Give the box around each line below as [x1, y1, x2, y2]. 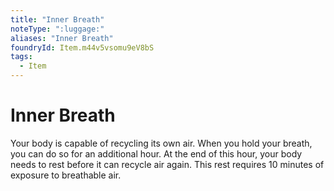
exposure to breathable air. [10, 169, 122, 181]
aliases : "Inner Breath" [10, 33, 114, 43]
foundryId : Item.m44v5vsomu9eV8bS [10, 42, 155, 53]
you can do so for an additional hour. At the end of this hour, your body [10, 147, 303, 160]
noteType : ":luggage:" [10, 24, 105, 34]
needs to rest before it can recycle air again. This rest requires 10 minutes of [10, 158, 325, 170]
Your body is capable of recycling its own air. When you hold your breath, [10, 137, 313, 149]
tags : [10, 52, 33, 62]
